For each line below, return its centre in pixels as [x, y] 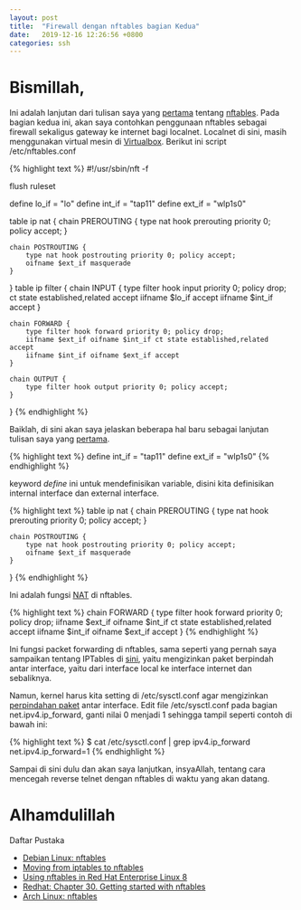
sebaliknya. [31, 678]
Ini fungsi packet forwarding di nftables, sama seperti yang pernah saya [143, 649]
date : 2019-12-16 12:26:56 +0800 [76, 34]
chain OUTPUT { [38, 379]
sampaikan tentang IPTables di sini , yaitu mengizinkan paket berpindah [141, 659]
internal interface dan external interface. [85, 493]
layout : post [34, 18]
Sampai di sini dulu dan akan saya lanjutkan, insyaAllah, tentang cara [137, 769]
